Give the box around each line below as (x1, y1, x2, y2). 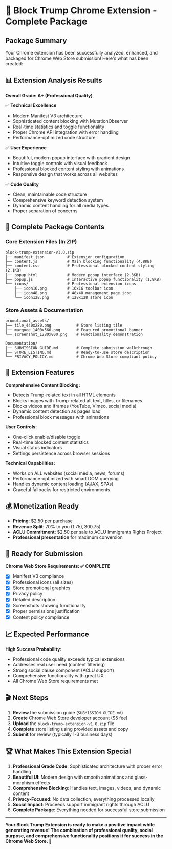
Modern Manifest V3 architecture (12, 113, 83, 119)
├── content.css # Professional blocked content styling (5, 263, 155, 268)
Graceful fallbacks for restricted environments (12, 486, 110, 493)
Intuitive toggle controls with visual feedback (12, 160, 107, 166)
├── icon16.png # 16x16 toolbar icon (14, 285, 114, 291)
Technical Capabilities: (5, 460, 55, 466)
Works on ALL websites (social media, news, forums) (12, 470, 125, 476)
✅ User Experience (5, 144, 47, 151)
